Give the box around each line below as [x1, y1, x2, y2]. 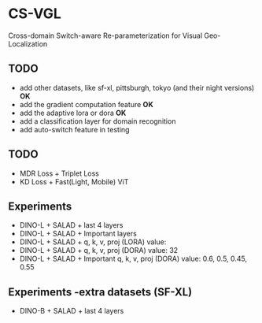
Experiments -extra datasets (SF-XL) [8, 285, 193, 299]
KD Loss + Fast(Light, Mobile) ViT [19, 176, 129, 186]
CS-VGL [8, 5, 61, 23]
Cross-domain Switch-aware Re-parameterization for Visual [8, 31, 203, 40]
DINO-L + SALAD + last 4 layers [19, 221, 124, 230]
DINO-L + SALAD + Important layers [19, 229, 138, 239]
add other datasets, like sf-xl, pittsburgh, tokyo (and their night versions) [19, 83, 255, 92]
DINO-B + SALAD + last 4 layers [19, 306, 124, 316]
